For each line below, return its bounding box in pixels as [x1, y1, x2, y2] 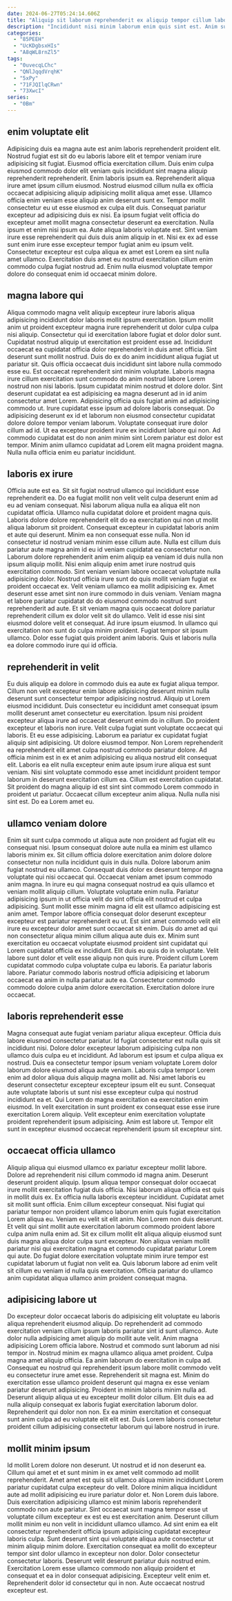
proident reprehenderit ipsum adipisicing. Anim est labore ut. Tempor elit [7, 1117, 214, 1126]
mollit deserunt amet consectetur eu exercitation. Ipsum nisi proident [7, 709, 203, 717]
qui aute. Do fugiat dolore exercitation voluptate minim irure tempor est [7, 1252, 209, 1260]
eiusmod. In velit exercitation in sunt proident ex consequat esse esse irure [7, 1103, 220, 1111]
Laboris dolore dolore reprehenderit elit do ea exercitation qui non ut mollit [7, 516, 219, 524]
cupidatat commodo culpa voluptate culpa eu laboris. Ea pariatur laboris [7, 961, 213, 969]
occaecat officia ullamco [7, 1145, 116, 1157]
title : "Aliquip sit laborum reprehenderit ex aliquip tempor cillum [7, 17, 212, 24]
